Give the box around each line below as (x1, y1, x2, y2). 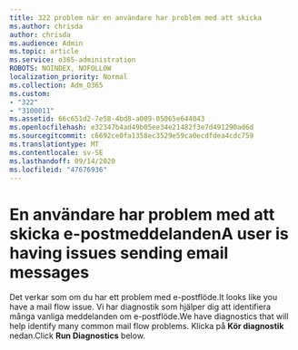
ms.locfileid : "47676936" (9, 165, 107, 174)
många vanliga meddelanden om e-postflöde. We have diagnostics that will (9, 311, 289, 322)
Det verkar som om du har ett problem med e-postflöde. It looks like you (9, 292, 278, 303)
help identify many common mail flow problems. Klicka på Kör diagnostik (9, 321, 284, 332)
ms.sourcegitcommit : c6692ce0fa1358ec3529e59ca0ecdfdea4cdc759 (9, 131, 254, 141)
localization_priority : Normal (9, 73, 128, 82)
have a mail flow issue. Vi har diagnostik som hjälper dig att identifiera (9, 301, 271, 313)
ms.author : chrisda (9, 22, 84, 31)
